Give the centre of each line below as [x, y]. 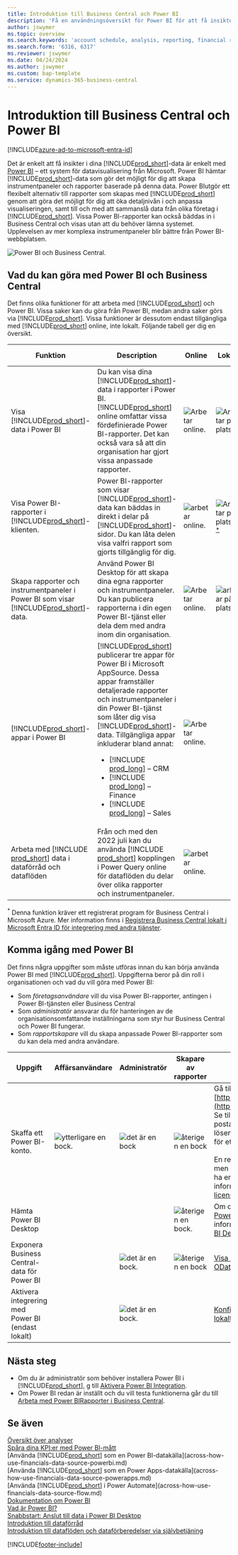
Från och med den [127, 831]
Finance [123, 795]
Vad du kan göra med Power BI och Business [107, 275]
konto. [21, 1150]
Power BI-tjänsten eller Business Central [76, 1003]
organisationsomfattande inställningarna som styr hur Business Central [121, 1018]
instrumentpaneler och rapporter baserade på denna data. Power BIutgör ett [119, 186]
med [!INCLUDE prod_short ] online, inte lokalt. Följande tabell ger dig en [112, 326]
